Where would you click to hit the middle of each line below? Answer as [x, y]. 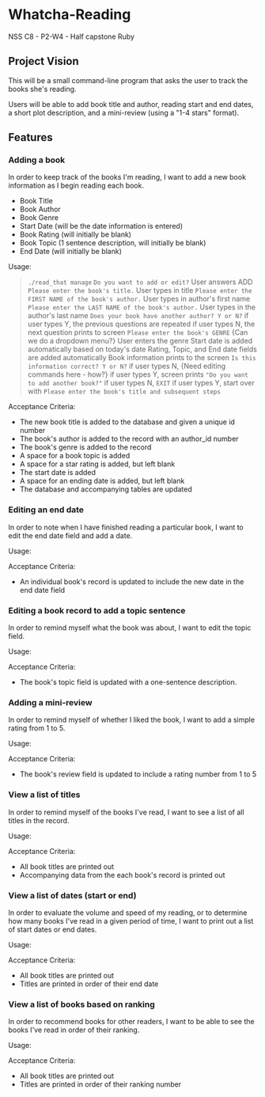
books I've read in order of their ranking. [74, 1030]
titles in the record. [39, 820]
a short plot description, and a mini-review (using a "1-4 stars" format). [124, 112]
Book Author [40, 209]
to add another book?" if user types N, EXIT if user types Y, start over [141, 383]
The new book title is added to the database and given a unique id [127, 422]
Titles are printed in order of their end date [89, 984]
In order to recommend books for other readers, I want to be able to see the [131, 1022]
